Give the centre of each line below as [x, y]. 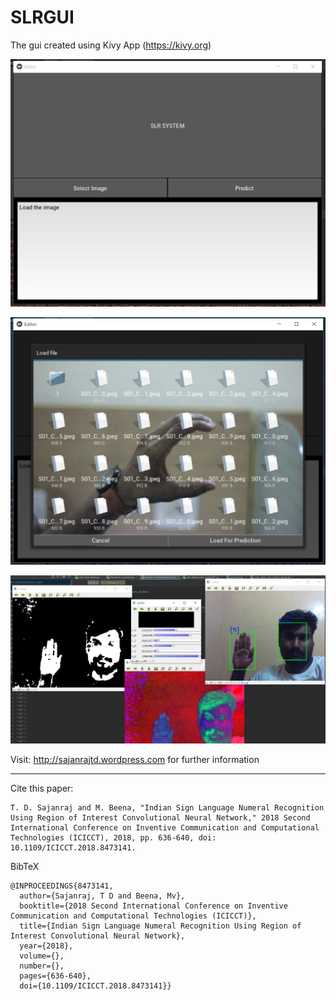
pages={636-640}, [55, 976]
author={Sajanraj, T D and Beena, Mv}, [102, 896]
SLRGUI [42, 17]
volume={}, [42, 956]
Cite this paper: [42, 788]
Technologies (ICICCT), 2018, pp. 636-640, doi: [113, 837]
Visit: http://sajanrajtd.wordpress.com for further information [135, 759]
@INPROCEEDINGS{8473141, [62, 886]
